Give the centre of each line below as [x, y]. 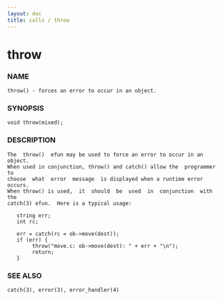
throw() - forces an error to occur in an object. [82, 90]
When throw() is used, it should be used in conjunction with [110, 191]
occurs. [18, 185]
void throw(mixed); [35, 123]
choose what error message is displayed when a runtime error [105, 179]
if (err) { [32, 240]
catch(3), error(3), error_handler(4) [63, 290]
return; [43, 252]
